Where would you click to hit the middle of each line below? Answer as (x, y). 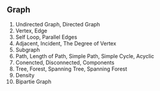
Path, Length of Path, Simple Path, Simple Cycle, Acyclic (85, 56)
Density (25, 75)
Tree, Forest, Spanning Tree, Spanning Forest (71, 69)
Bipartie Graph (33, 81)
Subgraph (28, 50)
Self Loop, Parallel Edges (46, 37)
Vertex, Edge (31, 31)
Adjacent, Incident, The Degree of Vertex (66, 43)
